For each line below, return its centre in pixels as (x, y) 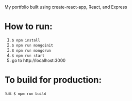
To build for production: (53, 80)
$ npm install (26, 40)
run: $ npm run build (25, 93)
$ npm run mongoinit (32, 45)
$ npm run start (28, 56)
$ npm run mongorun (31, 50)
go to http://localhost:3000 (39, 60)
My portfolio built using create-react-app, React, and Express (66, 7)
